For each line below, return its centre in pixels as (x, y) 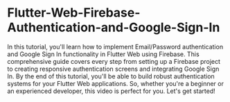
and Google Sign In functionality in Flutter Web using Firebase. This (103, 54)
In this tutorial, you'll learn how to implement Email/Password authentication (115, 46)
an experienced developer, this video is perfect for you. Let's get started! (112, 91)
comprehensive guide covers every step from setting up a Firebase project (114, 61)
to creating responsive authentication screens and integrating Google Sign (113, 69)
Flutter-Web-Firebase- (74, 13)
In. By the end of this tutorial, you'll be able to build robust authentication (111, 76)
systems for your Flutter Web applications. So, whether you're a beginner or (115, 83)
